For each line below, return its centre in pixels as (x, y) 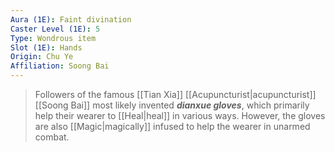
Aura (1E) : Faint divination (71, 19)
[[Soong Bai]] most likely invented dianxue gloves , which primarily (172, 105)
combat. (52, 137)
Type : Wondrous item (53, 38)
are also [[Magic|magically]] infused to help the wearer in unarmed (172, 126)
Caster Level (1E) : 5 (55, 29)
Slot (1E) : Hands (46, 47)
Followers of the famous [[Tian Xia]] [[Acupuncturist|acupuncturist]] (175, 94)
